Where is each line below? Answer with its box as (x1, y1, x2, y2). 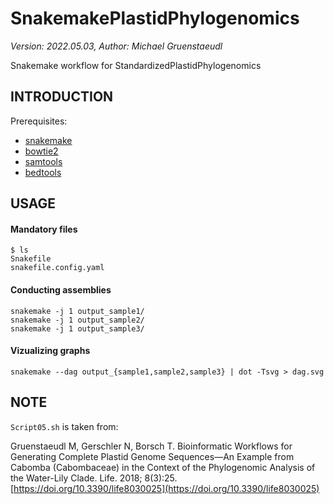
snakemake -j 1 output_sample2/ (10, 315, 145, 325)
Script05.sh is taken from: (10, 420, 119, 432)
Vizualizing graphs (10, 345, 91, 357)
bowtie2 (24, 145, 59, 157)
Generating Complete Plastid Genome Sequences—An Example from (10, 450, 295, 462)
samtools (24, 155, 63, 167)
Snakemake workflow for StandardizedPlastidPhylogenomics (10, 59, 262, 71)
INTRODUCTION (10, 88, 114, 106)
